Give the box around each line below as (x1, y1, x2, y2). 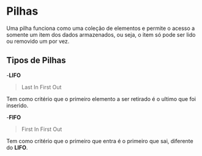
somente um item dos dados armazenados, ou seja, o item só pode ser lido (6, 31, 196, 38)
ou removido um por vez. (6, 37, 70, 45)
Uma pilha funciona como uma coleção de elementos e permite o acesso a (6, 24, 195, 32)
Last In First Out (21, 83, 62, 91)
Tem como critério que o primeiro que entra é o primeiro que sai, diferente (6, 137, 194, 144)
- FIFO (6, 113, 21, 121)
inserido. (6, 102, 29, 109)
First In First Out (21, 125, 62, 133)
